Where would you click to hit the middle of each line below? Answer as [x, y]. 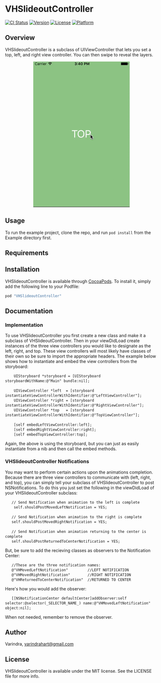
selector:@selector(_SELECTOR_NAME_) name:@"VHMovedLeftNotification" [78, 603]
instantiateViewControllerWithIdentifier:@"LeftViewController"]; [73, 396]
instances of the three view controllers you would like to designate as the [78, 346]
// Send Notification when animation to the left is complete [75, 502]
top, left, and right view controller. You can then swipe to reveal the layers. [79, 55]
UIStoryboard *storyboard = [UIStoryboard [57, 376]
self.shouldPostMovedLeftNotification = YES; [61, 507]
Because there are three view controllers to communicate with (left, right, [78, 477]
